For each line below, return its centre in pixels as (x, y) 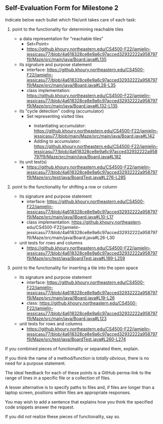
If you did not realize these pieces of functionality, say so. (63, 416)
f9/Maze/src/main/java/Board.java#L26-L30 (71, 238)
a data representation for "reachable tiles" (61, 38)
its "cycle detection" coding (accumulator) (62, 111)
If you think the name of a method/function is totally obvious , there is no (77, 358)
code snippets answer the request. (40, 407)
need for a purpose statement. (35, 363)
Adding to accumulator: (57, 141)
